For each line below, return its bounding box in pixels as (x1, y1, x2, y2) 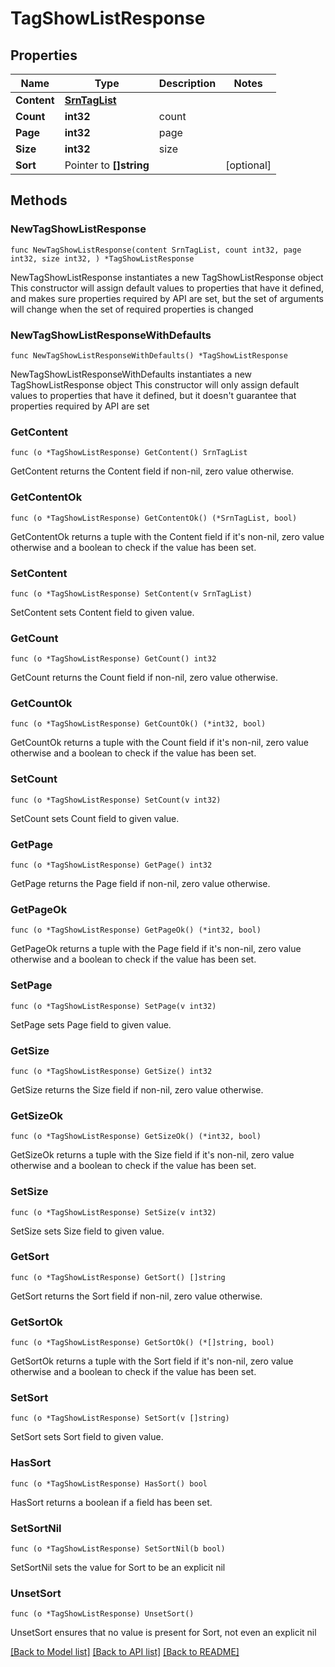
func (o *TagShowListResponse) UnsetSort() (10, 1609, 195, 1619)
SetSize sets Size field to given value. (10, 1225, 165, 1237)
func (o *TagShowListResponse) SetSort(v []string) (10, 1413, 230, 1424)
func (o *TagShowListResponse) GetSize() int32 (10, 1066, 213, 1076)
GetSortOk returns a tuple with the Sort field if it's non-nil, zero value (10, 1355, 294, 1367)
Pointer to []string (64, 158, 150, 172)
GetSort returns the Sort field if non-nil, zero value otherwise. (10, 1290, 263, 1302)
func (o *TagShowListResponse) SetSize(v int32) (10, 1207, 217, 1217)
